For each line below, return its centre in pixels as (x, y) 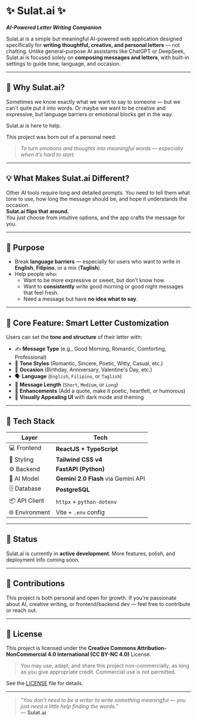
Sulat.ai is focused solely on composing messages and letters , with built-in (98, 57)
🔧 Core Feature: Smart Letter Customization (87, 323)
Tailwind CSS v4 (79, 460)
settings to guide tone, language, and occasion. (64, 63)
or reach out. (22, 610)
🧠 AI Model (24, 479)
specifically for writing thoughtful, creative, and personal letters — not (93, 45)
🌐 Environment (30, 512)
